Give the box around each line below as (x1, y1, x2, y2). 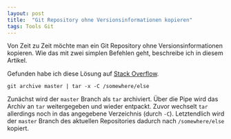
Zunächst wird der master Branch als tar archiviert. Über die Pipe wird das (7, 95, 219, 103)
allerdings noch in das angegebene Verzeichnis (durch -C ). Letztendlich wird (7, 109, 225, 118)
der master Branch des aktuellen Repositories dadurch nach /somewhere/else (7, 117, 225, 125)
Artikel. (7, 56, 28, 65)
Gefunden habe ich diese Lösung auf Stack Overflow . (7, 69, 159, 78)
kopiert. (7, 125, 29, 133)
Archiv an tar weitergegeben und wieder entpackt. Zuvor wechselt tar (7, 103, 208, 111)
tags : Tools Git (7, 23, 54, 30)
